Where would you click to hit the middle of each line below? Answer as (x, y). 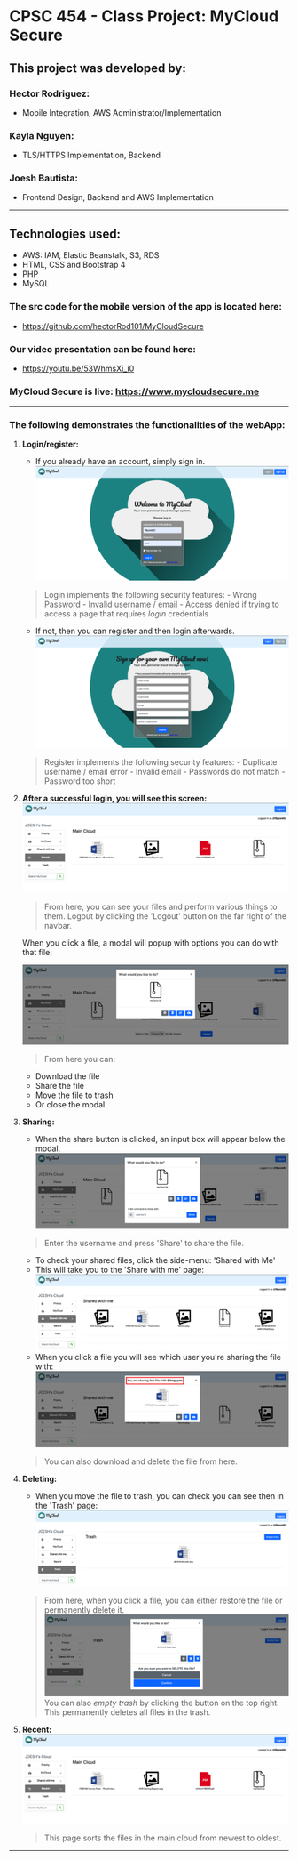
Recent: (37, 1730)
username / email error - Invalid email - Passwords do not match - (165, 771)
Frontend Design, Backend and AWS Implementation (118, 197)
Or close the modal (70, 1104)
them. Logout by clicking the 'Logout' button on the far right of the (165, 916)
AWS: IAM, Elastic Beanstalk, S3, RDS (90, 255)
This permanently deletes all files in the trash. (127, 1712)
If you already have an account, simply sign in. (120, 462)
